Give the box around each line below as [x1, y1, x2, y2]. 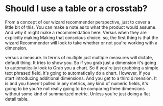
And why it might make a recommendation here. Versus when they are [5, 29, 147, 35]
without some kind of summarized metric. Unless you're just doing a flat [5, 91, 150, 97]
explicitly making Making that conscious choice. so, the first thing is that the [5, 35, 158, 41]
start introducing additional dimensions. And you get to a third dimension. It [5, 75, 157, 81]
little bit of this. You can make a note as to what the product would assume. [5, 24, 157, 30]
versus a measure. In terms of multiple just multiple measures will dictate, [5, 54, 153, 60]
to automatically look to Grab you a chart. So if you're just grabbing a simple [5, 64, 159, 71]
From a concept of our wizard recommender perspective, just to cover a [5, 19, 151, 25]
